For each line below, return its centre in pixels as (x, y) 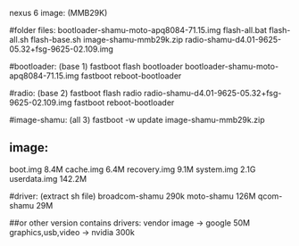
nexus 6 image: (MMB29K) (58, 13)
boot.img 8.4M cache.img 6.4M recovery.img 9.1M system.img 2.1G (133, 169)
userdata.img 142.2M (48, 178)
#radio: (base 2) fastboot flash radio (76, 93)
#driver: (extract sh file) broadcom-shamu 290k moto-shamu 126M (133, 196)
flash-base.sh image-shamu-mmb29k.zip (107, 40)
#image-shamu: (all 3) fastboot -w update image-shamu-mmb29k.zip (137, 120)
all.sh (19, 40)
